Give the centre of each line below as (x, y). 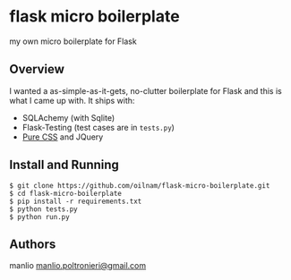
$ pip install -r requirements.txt (76, 201)
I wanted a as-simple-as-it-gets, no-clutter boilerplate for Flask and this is (145, 90)
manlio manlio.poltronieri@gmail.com (78, 266)
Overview (37, 69)
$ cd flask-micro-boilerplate (66, 193)
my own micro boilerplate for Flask (73, 41)
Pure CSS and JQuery (63, 137)
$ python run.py (39, 216)
